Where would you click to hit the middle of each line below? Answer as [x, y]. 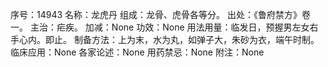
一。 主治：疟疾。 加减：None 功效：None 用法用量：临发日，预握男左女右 [164, 27]
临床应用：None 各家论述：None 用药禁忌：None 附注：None [137, 52]
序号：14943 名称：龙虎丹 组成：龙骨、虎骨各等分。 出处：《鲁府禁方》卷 [160, 14]
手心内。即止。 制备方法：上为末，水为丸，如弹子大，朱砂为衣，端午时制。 [165, 39]
